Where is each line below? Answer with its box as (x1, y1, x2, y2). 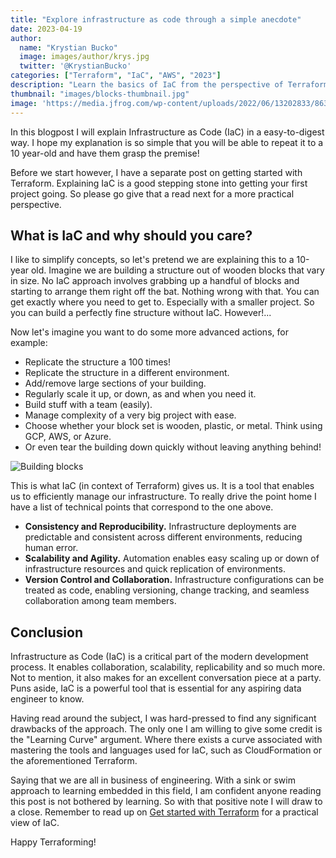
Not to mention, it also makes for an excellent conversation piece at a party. (10, 672, 322, 684)
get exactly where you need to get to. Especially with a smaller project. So (10, 296, 315, 308)
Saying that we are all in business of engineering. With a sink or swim (10, 774, 296, 786)
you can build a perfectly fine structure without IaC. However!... (10, 307, 272, 319)
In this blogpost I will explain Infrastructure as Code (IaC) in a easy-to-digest (10, 126, 325, 138)
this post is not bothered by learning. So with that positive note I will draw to (10, 796, 323, 808)
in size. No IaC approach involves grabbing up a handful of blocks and (10, 275, 300, 287)
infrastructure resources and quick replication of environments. (24, 563, 286, 575)
